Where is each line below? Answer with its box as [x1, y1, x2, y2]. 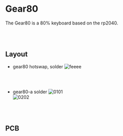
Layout [5, 50, 28, 59]
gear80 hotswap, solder [12, 63, 63, 69]
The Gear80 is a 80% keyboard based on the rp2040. [5, 20, 118, 26]
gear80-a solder [12, 89, 47, 95]
